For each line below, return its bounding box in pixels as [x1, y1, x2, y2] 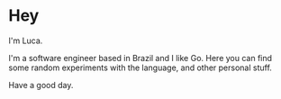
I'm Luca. [8, 35, 43, 46]
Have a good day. [8, 79, 74, 90]
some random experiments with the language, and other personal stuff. [8, 62, 272, 73]
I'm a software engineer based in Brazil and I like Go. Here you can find [8, 52, 272, 63]
